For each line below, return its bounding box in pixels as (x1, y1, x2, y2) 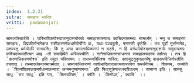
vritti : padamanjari (6, 19, 59, 25)
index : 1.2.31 (6, 8, 43, 15)
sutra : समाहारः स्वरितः (6, 14, 53, 20)
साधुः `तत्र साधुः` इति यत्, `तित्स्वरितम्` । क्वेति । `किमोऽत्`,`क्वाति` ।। (6, 72, 145, 78)
